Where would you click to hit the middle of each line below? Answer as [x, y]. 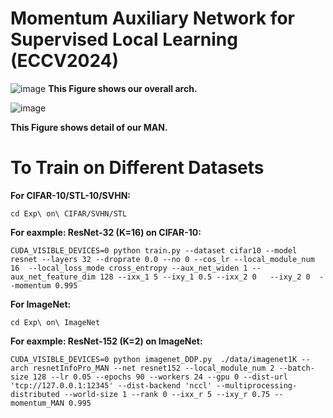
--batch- [296, 368]
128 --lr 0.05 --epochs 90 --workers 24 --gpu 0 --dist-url [160, 377]
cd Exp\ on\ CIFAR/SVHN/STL [69, 213]
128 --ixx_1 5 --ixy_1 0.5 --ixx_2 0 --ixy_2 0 [205, 277]
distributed [35, 394]
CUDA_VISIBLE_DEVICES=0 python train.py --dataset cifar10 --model [154, 250]
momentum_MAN [37, 403]
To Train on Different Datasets [137, 168]
